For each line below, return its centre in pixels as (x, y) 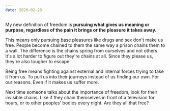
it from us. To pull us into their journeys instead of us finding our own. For (82, 76)
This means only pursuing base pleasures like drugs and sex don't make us (84, 40)
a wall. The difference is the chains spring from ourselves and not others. (82, 50)
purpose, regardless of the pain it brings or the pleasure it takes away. (81, 30)
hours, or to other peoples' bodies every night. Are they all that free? (77, 103)
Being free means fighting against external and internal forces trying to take (84, 71)
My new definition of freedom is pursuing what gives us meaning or (77, 24)
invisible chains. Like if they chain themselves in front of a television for (80, 97)
